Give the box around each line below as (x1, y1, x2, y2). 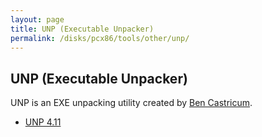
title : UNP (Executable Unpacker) (10, 24, 155, 34)
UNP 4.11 (24, 116, 62, 128)
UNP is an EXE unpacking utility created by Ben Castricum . (10, 97, 253, 109)
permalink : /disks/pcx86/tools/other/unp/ (10, 33, 190, 43)
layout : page (10, 14, 65, 25)
